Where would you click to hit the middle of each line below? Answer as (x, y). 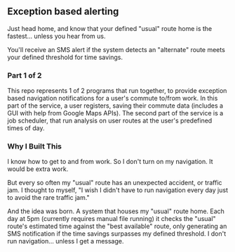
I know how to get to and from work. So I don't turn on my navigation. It (110, 162)
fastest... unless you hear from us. (57, 36)
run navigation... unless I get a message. (66, 241)
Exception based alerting (63, 12)
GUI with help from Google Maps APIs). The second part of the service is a (115, 113)
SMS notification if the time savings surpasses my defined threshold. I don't (117, 234)
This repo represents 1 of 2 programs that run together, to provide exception (117, 91)
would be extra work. (38, 169)
